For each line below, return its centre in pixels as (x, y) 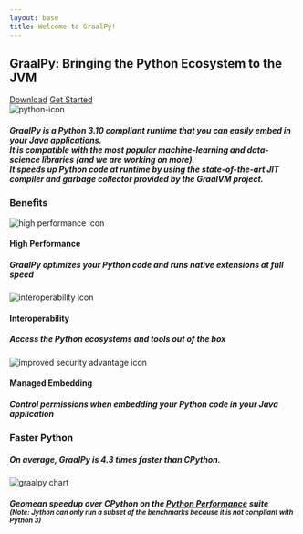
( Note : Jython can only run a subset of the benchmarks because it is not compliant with (151, 512)
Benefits (29, 203)
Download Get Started (51, 100)
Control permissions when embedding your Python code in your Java (144, 404)
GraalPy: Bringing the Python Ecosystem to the (146, 64)
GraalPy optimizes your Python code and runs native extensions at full (147, 264)
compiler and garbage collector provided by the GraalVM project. (136, 178)
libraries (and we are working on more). (118, 159)
